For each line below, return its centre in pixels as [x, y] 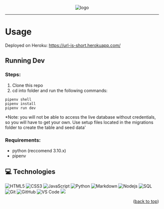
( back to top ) [146, 201]
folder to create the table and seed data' [46, 127]
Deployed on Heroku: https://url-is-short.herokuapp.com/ [63, 45]
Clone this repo [27, 85]
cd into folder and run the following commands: [60, 90]
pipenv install [20, 104]
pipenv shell [18, 99]
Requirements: [23, 140]
